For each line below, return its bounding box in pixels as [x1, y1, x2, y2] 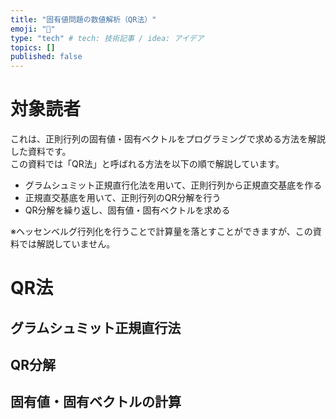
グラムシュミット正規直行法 [10, 319, 182, 336]
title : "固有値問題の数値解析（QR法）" [10, 14, 157, 25]
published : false [10, 52, 83, 62]
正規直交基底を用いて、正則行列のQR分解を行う [24, 192, 222, 204]
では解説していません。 [18, 238, 116, 250]
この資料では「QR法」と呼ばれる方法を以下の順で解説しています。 [10, 158, 285, 170]
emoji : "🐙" [10, 24, 56, 34]
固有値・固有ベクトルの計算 [10, 394, 182, 411]
